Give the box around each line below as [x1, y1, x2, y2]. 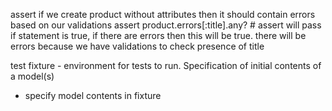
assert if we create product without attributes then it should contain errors [10, 9, 316, 20]
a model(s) [10, 70, 55, 82]
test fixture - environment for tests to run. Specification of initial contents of [10, 60, 322, 71]
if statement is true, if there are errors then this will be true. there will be [10, 30, 307, 41]
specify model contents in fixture [24, 90, 162, 101]
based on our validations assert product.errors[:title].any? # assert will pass [10, 19, 322, 31]
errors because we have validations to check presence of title [10, 40, 265, 52]
